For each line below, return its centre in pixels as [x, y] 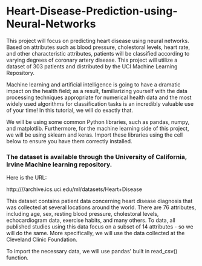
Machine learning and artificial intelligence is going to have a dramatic [93, 84]
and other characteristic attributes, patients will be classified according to [98, 53]
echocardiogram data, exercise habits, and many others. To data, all [91, 220]
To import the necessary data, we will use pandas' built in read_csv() [92, 251]
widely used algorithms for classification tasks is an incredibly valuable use [100, 103]
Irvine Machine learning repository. [59, 164]
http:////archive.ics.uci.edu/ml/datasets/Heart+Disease [74, 189]
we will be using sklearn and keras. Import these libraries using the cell [95, 135]
